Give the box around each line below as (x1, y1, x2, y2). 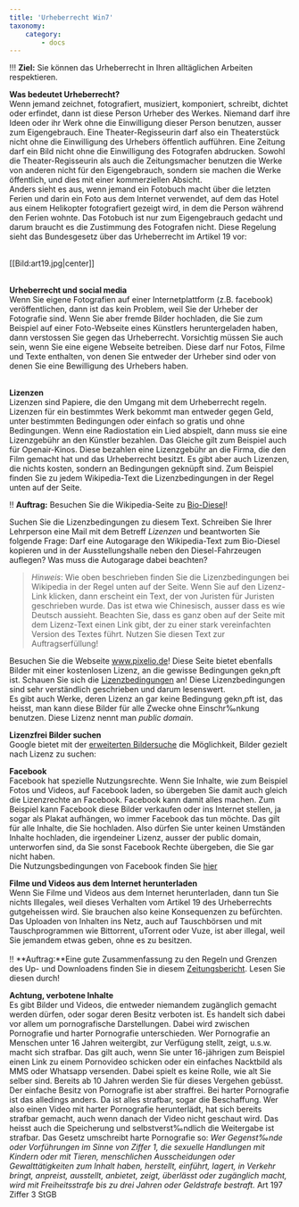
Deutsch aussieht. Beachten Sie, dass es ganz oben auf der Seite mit (30, 610, 286, 621)
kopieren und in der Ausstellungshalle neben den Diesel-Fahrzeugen (9, 545, 262, 556)
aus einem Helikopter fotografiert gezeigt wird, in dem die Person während (9, 203, 284, 214)
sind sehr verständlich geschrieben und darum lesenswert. (9, 684, 226, 695)
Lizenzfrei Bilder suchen (9, 730, 102, 740)
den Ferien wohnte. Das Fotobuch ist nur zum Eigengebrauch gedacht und (9, 212, 284, 223)
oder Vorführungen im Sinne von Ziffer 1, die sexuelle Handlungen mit (9, 1142, 265, 1153)
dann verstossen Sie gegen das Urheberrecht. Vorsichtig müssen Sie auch (9, 332, 284, 343)
